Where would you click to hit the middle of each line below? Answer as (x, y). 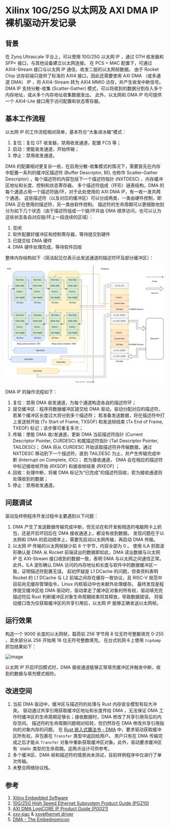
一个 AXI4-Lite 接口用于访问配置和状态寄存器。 (54, 101)
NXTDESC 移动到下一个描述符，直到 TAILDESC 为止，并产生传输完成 (84, 453)
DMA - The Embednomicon (41, 819)
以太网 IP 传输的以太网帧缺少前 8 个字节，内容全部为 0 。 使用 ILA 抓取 (86, 546)
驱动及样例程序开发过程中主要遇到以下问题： (52, 516)
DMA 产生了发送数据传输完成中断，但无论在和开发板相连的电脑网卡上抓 (87, 527)
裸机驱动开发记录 (41, 23)
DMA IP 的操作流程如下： (31, 391)
